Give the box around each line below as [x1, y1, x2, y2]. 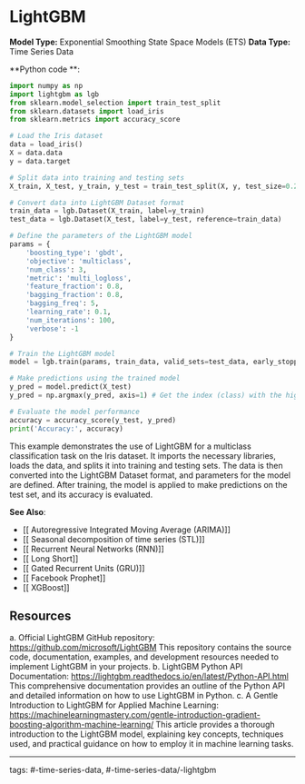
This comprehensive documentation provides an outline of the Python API [9, 680, 286, 691]
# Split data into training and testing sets [9, 173, 184, 183]
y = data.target [9, 156, 71, 165]
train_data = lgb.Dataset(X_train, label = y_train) [9, 206, 205, 215]
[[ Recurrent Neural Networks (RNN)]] [22, 543, 165, 554]
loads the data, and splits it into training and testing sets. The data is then [9, 460, 283, 471]
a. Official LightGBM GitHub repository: [9, 632, 156, 643]
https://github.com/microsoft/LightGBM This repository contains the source [9, 642, 292, 653]
